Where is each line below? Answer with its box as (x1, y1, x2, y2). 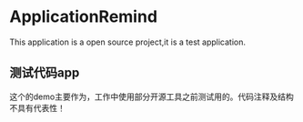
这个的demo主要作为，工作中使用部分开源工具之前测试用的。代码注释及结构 (9, 91, 294, 102)
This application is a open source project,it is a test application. (9, 36, 247, 47)
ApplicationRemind (9, 6, 157, 27)
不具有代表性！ (9, 102, 66, 113)
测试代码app (9, 66, 80, 81)
